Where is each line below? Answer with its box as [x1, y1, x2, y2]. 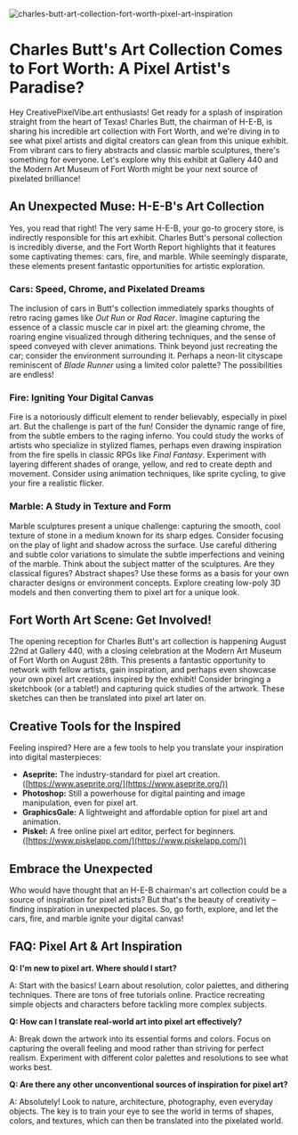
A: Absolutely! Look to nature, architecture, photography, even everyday [9, 1096, 274, 1106]
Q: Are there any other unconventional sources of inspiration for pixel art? [9, 1079, 288, 1090]
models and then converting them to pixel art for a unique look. [9, 586, 240, 597]
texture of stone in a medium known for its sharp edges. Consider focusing [9, 530, 284, 541]
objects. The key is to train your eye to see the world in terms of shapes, [9, 1106, 274, 1116]
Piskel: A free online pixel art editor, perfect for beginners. [21, 826, 237, 837]
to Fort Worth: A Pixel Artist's [9, 59, 231, 79]
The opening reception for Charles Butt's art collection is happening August [9, 636, 286, 647]
